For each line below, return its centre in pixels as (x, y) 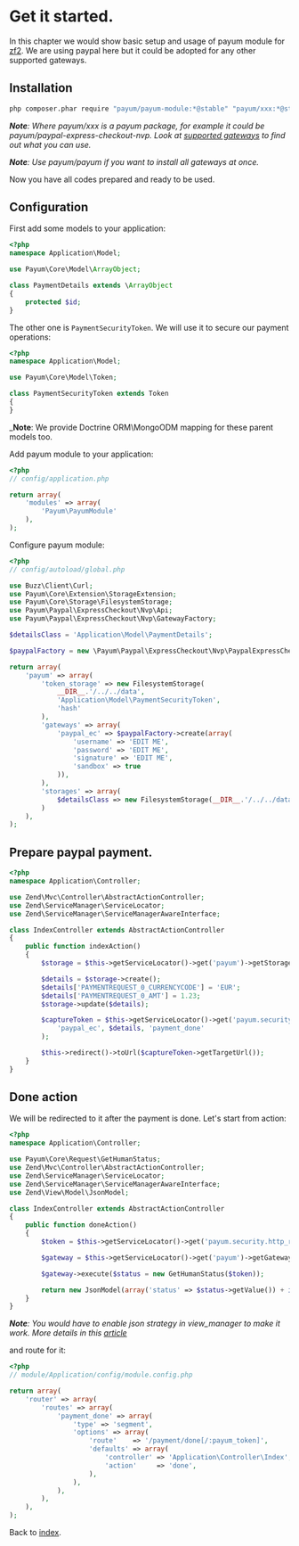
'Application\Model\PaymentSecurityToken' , (138, 700)
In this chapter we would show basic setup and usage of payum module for (147, 41)
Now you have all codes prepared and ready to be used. (112, 179)
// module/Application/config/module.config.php (101, 1375)
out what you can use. (50, 144)
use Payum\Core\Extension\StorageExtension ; (93, 594)
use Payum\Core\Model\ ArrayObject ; (75, 269)
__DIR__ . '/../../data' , (101, 692)
